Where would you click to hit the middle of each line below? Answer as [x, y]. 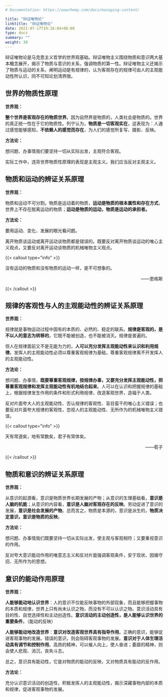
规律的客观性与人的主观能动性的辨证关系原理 [74, 305]
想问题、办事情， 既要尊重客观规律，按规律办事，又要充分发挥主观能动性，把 [84, 380]
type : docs [16, 33]
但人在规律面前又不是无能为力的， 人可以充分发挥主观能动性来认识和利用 [79, 346]
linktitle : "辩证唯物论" [29, 24]
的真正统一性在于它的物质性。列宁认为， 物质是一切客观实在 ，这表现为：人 [82, 123]
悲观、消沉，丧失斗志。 [42, 651]
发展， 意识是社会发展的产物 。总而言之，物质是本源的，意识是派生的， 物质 [82, 511]
